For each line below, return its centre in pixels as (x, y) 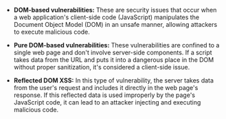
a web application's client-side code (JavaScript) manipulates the (106, 17)
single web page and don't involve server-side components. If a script (113, 52)
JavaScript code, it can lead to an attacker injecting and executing (107, 102)
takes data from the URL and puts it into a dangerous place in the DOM (114, 60)
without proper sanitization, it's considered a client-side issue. (102, 67)
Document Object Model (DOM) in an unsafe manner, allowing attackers (115, 24)
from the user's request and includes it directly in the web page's (106, 88)
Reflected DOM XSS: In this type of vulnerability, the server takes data (114, 80)
